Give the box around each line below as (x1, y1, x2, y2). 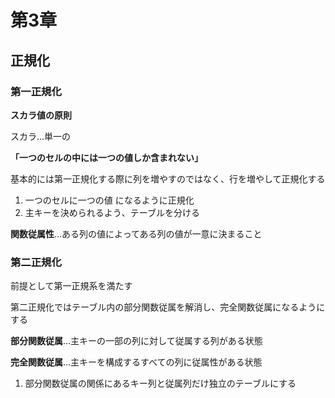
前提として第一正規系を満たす (10, 280, 133, 292)
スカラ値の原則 (10, 109, 72, 121)
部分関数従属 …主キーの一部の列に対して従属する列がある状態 (10, 335, 263, 347)
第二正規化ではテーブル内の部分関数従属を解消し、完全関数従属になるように (10, 301, 326, 313)
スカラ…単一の (10, 130, 72, 142)
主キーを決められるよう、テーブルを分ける (24, 206, 200, 218)
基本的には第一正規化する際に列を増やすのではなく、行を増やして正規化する (10, 172, 326, 185)
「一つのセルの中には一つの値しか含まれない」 (10, 151, 203, 163)
